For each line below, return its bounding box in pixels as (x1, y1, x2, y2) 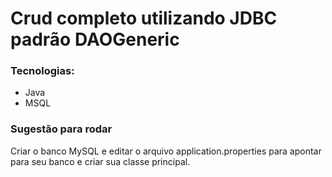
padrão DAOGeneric (10, 28, 180, 51)
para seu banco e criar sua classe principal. (10, 155, 191, 167)
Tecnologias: (10, 64, 75, 78)
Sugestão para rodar (10, 122, 113, 136)
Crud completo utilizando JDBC (10, 7, 278, 30)
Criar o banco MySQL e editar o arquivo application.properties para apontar (10, 145, 322, 157)
